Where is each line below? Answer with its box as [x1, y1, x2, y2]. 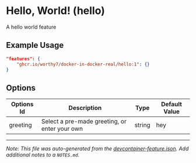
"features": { [6, 56, 41, 62]
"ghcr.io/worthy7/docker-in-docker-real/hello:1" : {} [16, 61, 150, 67]
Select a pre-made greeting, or [41, 117, 127, 126]
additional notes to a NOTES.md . [6, 151, 80, 158]
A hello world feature [6, 23, 57, 30]
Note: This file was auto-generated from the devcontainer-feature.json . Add [6, 145, 189, 152]
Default [161, 100, 183, 109]
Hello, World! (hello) [6, 4, 105, 18]
